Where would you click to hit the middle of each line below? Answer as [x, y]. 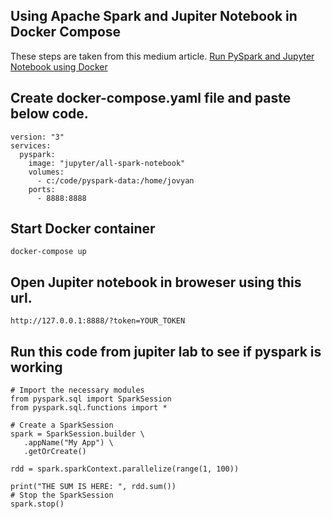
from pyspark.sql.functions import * [89, 408]
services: [31, 145]
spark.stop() [37, 504]
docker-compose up [48, 252]
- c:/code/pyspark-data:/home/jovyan [115, 180]
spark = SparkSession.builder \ [77, 434]
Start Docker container [83, 229]
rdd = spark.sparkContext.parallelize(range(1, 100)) [125, 469]
